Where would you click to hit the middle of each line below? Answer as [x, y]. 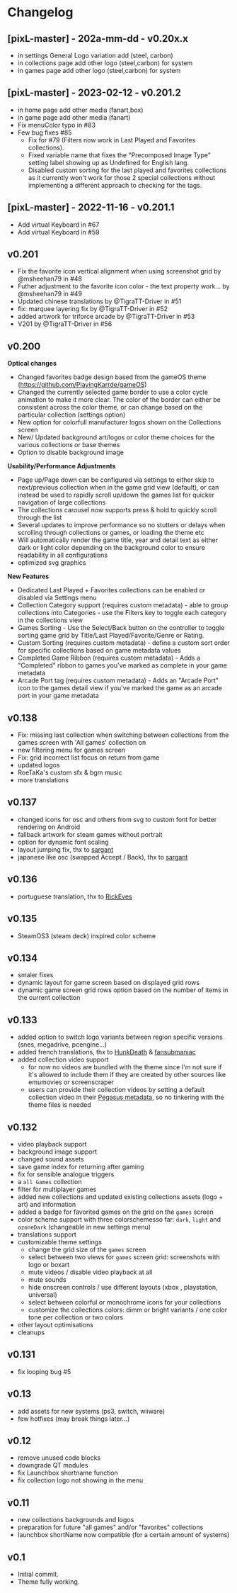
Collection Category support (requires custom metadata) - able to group [123, 605]
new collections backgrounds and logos [76, 1520]
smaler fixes [35, 975]
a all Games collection [50, 1181]
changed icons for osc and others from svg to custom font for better [117, 819]
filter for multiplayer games [57, 1189]
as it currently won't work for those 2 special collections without [122, 177]
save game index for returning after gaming [81, 1166]
